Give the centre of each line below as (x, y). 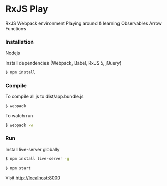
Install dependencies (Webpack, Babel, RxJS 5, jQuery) (63, 63)
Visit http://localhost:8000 (33, 178)
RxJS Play (27, 9)
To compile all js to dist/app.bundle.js (44, 97)
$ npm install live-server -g (38, 159)
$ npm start (18, 168)
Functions (16, 28)
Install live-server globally (32, 150)
